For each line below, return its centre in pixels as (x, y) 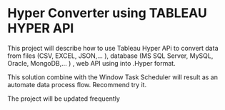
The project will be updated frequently (64, 99)
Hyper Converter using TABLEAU (107, 13)
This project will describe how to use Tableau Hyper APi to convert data (113, 48)
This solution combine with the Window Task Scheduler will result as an (113, 77)
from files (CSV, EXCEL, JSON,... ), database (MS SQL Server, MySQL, (110, 56)
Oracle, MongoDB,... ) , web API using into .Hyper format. (92, 63)
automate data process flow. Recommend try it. (77, 84)
